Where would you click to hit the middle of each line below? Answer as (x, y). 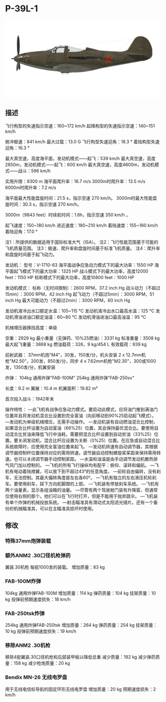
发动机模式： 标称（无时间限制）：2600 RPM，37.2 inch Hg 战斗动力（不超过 (83, 288)
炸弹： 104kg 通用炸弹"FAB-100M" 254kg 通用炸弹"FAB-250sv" (70, 378)
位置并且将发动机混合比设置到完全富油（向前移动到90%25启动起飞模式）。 (81, 415)
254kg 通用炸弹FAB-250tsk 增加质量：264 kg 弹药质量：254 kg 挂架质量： (81, 625)
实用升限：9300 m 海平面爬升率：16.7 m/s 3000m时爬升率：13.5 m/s (75, 181)
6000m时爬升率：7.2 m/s (31, 187)
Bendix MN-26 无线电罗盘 (36, 677)
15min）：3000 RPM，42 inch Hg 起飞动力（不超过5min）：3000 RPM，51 (80, 294)
